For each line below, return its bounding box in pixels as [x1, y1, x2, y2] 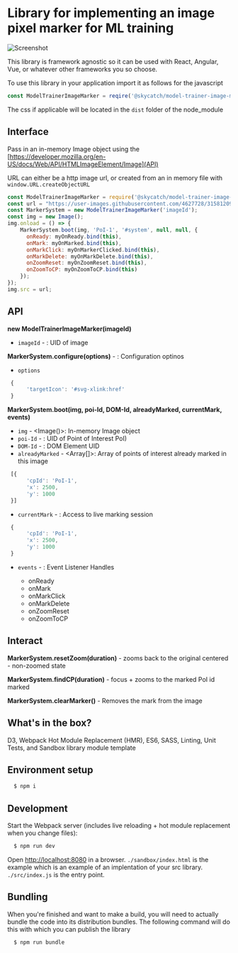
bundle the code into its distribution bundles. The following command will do [7, 917, 230, 926]
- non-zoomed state [7, 661, 66, 670]
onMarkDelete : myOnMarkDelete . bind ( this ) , [25, 253, 154, 260]
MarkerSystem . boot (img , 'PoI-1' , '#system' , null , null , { [20, 227, 198, 234]
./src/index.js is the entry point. [7, 870, 105, 878]
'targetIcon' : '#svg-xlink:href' [25, 386, 125, 393]
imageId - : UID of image [17, 338, 89, 347]
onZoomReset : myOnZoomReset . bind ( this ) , [25, 259, 147, 267]
